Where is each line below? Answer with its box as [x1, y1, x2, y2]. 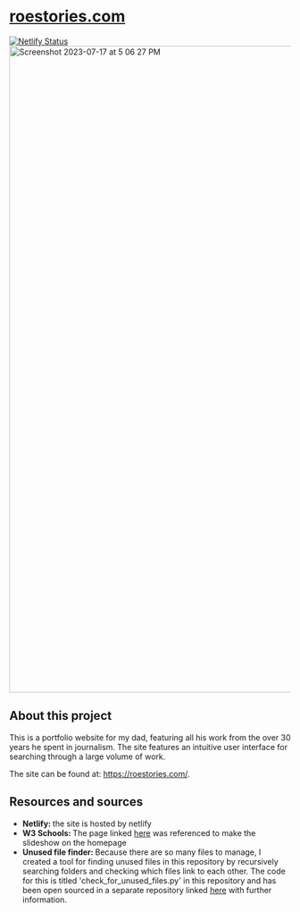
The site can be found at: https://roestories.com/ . [9, 768, 190, 779]
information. [21, 894, 67, 905]
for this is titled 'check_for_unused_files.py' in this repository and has [21, 874, 277, 886]
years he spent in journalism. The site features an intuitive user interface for [9, 741, 288, 752]
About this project [9, 708, 112, 723]
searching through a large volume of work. [9, 751, 166, 762]
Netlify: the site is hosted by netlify [21, 818, 152, 829]
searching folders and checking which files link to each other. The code [21, 866, 286, 876]
